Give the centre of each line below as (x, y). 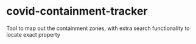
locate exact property (33, 34)
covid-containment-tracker (77, 11)
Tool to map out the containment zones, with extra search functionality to (98, 28)
